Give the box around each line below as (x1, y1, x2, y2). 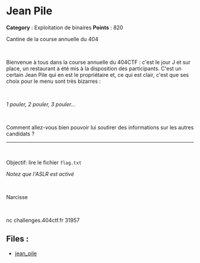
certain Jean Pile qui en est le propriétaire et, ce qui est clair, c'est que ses (6, 71, 189, 78)
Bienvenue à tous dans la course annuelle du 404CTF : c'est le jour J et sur (6, 58, 191, 66)
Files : (6, 234, 29, 244)
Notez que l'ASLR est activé (6, 170, 74, 177)
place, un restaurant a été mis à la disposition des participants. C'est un (6, 64, 182, 72)
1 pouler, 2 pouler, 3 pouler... (6, 100, 76, 108)
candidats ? (6, 130, 35, 137)
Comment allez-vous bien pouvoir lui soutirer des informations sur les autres (6, 123, 194, 131)
